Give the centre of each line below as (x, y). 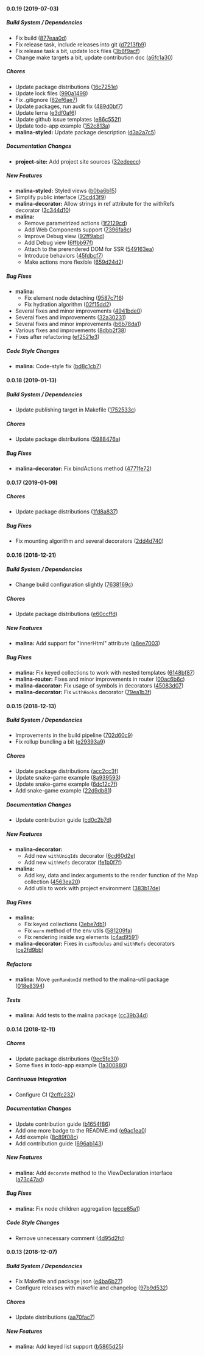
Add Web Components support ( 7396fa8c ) (78, 230)
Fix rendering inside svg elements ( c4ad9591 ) (82, 937)
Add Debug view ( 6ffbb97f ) (58, 243)
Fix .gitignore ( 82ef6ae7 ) (46, 100)
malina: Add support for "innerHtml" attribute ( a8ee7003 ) (87, 643)
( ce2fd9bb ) (29, 950)
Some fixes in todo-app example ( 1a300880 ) (71, 1065)
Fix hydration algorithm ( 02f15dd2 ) (68, 305)
